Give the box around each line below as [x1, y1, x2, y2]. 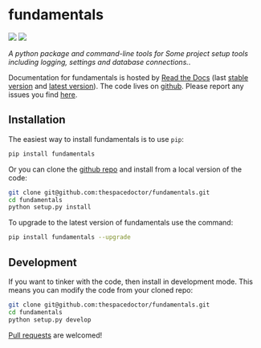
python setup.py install [8, 203, 92, 212]
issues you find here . [8, 90, 78, 99]
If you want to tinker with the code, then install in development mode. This [8, 277, 254, 286]
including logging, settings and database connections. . [8, 57, 191, 67]
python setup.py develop [8, 315, 92, 324]
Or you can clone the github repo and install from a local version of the [8, 164, 243, 174]
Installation [8, 113, 66, 127]
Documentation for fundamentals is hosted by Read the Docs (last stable [8, 72, 249, 82]
